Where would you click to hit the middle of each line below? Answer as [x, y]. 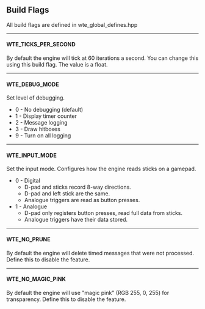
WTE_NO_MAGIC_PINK [36, 279]
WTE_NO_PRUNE [28, 239]
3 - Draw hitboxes [38, 129]
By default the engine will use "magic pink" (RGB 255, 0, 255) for [88, 293]
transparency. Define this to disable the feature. [66, 299]
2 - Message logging [41, 123]
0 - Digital [28, 181]
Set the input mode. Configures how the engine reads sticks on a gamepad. [101, 169]
